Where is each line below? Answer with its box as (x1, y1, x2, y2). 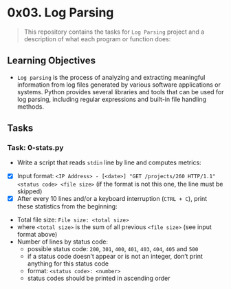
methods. (16, 102, 45, 111)
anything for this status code (27, 259, 109, 268)
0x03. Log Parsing (7, 5, 114, 21)
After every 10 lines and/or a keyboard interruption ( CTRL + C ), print (16, 194, 208, 202)
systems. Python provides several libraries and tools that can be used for (16, 87, 224, 96)
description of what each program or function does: (23, 34, 171, 43)
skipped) (16, 187, 43, 195)
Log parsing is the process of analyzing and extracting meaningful (16, 73, 206, 81)
